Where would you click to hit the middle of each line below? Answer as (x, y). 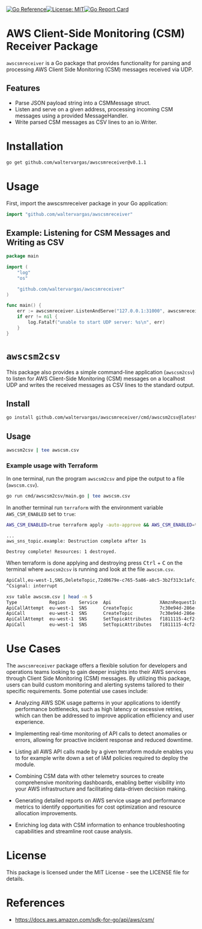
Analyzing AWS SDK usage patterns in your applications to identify (97, 702)
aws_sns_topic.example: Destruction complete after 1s (76, 542)
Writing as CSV (35, 242)
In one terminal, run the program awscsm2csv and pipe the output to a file (95, 479)
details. (15, 878)
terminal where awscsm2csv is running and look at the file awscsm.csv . (91, 569)
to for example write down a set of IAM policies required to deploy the (101, 758)
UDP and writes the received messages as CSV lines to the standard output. (100, 384)
